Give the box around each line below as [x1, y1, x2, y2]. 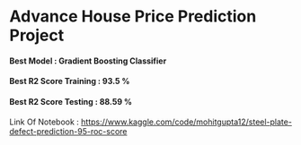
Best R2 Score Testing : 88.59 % [9, 96, 133, 107]
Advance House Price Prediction [9, 6, 257, 27]
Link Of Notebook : [9, 116, 79, 127]
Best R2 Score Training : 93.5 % [9, 76, 130, 87]
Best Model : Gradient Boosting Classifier [9, 55, 167, 66]
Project [9, 25, 65, 46]
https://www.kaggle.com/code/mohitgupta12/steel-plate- [80, 116, 292, 127]
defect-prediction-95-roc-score [9, 125, 128, 136]
